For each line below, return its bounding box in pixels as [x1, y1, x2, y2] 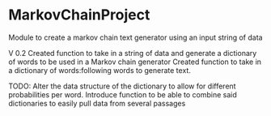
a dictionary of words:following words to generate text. [8, 65, 192, 75]
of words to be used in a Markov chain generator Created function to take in [8, 57, 261, 67]
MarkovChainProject [8, 6, 150, 24]
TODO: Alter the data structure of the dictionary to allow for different [8, 81, 236, 91]
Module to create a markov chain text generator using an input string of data [8, 32, 263, 42]
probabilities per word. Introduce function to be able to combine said [8, 89, 237, 99]
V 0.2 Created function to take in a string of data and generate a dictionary [8, 48, 257, 58]
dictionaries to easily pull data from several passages [8, 98, 186, 108]
